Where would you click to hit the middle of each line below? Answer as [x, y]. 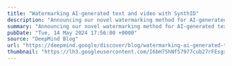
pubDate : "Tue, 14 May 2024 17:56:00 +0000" [72, 33]
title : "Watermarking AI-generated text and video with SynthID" [103, 13]
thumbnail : [23, 52]
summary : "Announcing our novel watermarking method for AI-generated [111, 26]
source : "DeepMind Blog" [43, 39]
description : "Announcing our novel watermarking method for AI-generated [117, 20]
